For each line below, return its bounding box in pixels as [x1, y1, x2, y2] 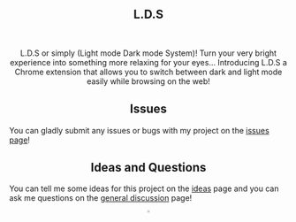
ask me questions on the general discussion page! [9, 193, 193, 203]
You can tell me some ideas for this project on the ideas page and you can [9, 183, 279, 194]
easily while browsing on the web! [87, 75, 210, 87]
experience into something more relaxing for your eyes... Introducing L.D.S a [10, 57, 287, 67]
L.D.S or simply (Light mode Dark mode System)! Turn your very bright [20, 48, 277, 58]
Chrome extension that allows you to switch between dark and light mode [14, 66, 283, 77]
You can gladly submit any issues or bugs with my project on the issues [9, 125, 269, 135]
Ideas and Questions [90, 160, 207, 175]
